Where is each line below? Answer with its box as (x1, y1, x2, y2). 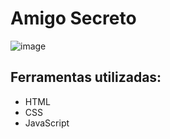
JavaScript (24, 117, 70, 129)
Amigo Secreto (10, 7, 137, 30)
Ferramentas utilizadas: (10, 69, 162, 86)
